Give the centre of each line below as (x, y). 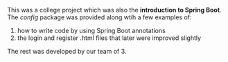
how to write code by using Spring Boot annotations (91, 31)
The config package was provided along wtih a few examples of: (99, 17)
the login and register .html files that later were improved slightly (109, 38)
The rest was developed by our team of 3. (67, 51)
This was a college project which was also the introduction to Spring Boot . (114, 10)
